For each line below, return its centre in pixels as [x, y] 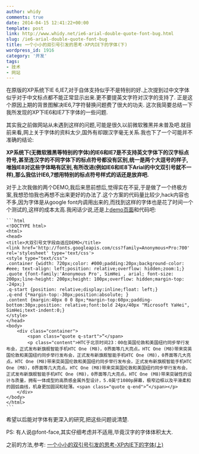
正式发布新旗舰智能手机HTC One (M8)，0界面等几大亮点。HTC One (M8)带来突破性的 [97, 374]
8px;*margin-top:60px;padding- [114, 300]
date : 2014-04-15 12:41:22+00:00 [48, 23]
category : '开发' [27, 56]
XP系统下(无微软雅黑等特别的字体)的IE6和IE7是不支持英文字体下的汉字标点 [98, 153]
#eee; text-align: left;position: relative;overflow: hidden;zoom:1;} [95, 269]
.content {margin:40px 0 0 [40, 300]
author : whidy [24, 12]
